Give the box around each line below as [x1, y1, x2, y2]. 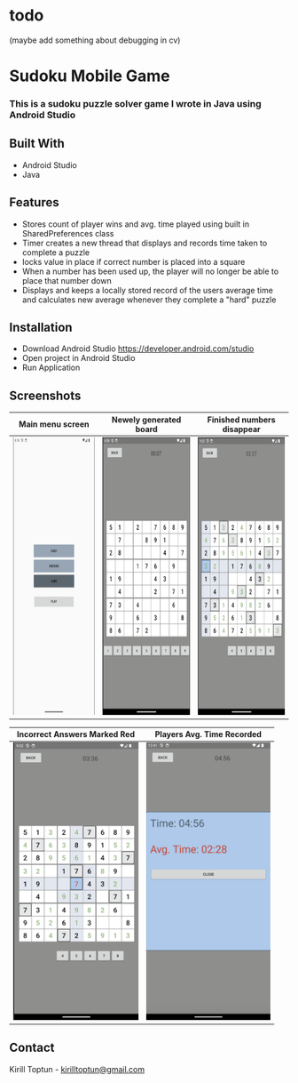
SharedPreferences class [21, 228, 114, 238]
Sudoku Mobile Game [9, 66, 170, 86]
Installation [9, 320, 73, 335]
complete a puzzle [21, 246, 90, 258]
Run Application [21, 362, 81, 373]
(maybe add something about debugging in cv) [9, 35, 181, 45]
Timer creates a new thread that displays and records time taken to [21, 237, 268, 248]
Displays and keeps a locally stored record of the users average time [21, 285, 273, 295]
